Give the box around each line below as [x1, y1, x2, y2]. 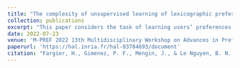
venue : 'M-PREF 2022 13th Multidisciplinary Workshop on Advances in [7, 37, 219, 44]
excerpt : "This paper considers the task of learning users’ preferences [7, 23, 232, 30]
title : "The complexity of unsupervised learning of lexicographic [7, 10, 213, 18]
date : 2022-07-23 [7, 30, 59, 38]
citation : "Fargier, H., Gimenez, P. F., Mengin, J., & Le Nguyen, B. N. [7, 50, 232, 57]
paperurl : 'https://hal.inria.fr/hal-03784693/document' [7, 43, 181, 50]
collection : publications [7, 17, 84, 24]
